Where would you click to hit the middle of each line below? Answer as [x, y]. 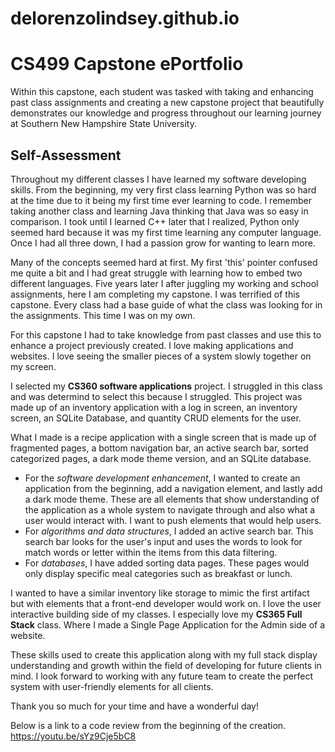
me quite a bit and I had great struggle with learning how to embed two [156, 273]
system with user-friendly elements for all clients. [112, 686]
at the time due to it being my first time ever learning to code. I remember [161, 200]
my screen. [33, 366]
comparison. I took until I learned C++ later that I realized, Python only [155, 221]
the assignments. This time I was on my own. [103, 315]
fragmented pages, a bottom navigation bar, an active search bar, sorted [159, 448]
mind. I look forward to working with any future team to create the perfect [161, 676]
